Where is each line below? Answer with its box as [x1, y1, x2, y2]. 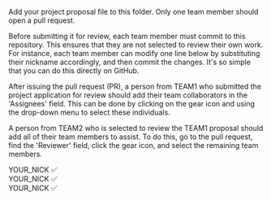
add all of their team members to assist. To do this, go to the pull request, [8, 132, 253, 141]
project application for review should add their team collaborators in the [8, 90, 248, 100]
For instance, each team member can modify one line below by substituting [8, 49, 260, 58]
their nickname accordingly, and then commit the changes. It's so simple [8, 57, 252, 67]
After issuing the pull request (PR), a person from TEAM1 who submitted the [8, 81, 262, 91]
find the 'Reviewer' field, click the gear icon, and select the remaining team [8, 141, 259, 150]
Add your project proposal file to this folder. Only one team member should [8, 7, 259, 16]
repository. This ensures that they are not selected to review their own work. [8, 40, 264, 50]
